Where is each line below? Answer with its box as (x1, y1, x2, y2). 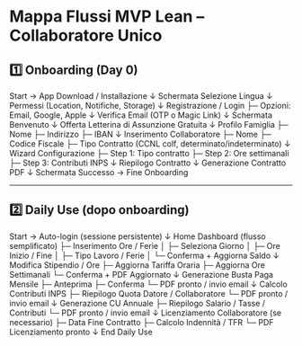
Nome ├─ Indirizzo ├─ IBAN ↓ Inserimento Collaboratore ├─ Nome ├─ (9, 129, 272, 139)
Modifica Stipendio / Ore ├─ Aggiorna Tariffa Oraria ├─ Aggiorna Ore (9, 259, 265, 271)
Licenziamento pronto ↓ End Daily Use (9, 326, 153, 337)
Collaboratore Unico (9, 25, 163, 46)
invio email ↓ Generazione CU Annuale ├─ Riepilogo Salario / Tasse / (9, 297, 266, 308)
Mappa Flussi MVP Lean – (9, 6, 205, 27)
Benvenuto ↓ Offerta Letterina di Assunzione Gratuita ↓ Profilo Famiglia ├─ (9, 120, 289, 129)
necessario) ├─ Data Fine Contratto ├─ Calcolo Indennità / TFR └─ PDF (9, 316, 274, 327)
